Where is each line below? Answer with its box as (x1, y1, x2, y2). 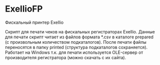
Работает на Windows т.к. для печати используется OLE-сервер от (5, 49, 144, 55)
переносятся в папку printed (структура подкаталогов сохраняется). (5, 44, 148, 50)
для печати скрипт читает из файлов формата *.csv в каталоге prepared (5, 34, 154, 40)
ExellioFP (5, 3, 43, 15)
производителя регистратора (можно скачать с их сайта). (5, 54, 126, 60)
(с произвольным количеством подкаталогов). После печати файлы (5, 39, 146, 45)
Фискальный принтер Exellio (5, 19, 64, 25)
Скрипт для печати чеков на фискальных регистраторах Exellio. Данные (5, 29, 155, 34)
